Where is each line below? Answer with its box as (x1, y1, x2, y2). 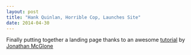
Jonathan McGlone (6, 42, 53, 50)
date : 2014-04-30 (6, 20, 50, 26)
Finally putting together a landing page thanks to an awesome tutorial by (6, 36, 185, 44)
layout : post (6, 8, 39, 15)
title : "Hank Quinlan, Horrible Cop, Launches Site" (6, 14, 141, 20)
